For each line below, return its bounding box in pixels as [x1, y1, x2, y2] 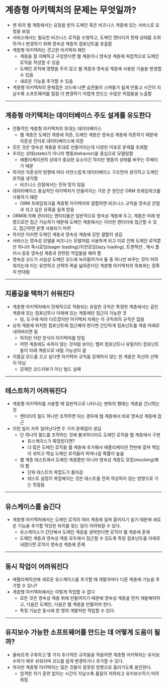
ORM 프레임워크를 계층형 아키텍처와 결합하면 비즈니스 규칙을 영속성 [19, 200, 151, 206]
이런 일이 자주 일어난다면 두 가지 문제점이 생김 [12, 426, 101, 432]
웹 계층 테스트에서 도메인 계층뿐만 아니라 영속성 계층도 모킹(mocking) [19, 457, 155, 463]
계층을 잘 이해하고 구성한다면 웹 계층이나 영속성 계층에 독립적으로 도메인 [19, 53, 160, 59]
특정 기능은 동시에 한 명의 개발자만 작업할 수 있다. [19, 608, 115, 613]
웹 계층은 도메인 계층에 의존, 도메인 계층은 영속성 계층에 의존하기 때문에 [19, 132, 158, 138]
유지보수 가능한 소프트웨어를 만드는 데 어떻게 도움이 [5, 628, 153, 637]
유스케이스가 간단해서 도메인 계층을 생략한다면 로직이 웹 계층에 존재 [19, 529, 150, 535]
